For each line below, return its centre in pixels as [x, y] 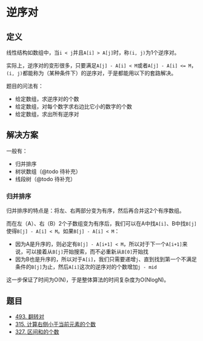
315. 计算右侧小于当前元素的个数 [55, 324]
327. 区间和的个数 [37, 331]
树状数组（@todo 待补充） [48, 171]
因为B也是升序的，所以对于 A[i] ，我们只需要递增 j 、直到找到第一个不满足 [106, 260]
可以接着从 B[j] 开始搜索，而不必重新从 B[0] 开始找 [87, 252]
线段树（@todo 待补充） [45, 179]
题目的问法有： [25, 86]
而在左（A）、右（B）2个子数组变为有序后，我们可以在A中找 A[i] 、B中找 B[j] [101, 224]
